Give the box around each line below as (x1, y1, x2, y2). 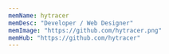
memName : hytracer (8, 11, 69, 20)
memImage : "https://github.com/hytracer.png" (8, 26, 162, 34)
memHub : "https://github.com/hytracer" (8, 33, 141, 42)
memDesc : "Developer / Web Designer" (8, 19, 134, 27)
